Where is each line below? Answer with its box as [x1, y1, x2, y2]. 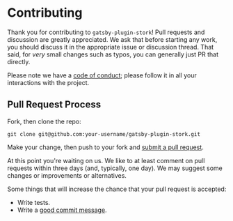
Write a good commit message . [17, 206, 107, 214]
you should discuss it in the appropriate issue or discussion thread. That [7, 43, 214, 51]
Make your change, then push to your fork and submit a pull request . [7, 143, 204, 151]
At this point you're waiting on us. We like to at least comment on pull [7, 156, 205, 165]
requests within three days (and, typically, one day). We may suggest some [7, 164, 223, 172]
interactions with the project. [7, 78, 90, 86]
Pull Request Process [7, 99, 102, 111]
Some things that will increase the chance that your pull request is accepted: [7, 185, 227, 193]
